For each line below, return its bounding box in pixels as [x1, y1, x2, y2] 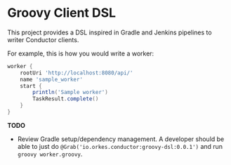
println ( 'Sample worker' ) [32, 89, 109, 96]
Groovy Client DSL [7, 5, 117, 21]
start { [20, 82, 42, 89]
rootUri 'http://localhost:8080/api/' [20, 69, 133, 77]
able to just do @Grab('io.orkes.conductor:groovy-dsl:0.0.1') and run [17, 142, 223, 150]
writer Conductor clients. [7, 35, 79, 44]
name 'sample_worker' [20, 76, 83, 83]
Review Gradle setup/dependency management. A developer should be [17, 135, 225, 143]
